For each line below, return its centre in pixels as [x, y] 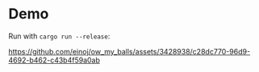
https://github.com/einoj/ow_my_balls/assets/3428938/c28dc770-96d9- [129, 51]
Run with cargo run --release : [59, 36]
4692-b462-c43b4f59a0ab [54, 60]
